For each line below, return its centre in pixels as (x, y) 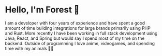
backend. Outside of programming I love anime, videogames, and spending (80, 43)
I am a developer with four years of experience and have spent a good (75, 23)
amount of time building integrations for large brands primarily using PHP (78, 28)
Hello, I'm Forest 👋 (42, 10)
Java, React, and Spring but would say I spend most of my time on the (75, 38)
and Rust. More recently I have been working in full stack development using (81, 33)
